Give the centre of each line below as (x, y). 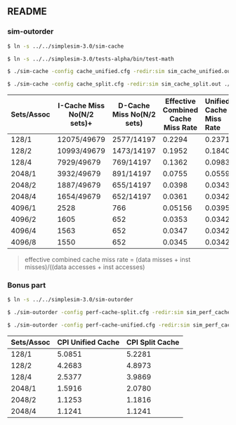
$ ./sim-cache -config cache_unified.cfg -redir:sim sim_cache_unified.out (120, 72)
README (27, 12)
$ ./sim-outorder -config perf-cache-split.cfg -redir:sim (96, 313)
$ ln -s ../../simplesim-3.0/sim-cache (66, 46)
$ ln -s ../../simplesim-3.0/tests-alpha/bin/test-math (91, 59)
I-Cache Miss (81, 106)
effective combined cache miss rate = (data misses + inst (107, 260)
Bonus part (27, 285)
